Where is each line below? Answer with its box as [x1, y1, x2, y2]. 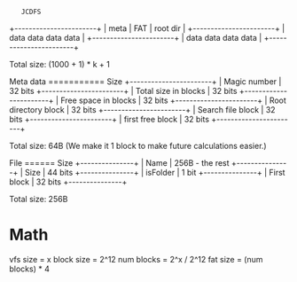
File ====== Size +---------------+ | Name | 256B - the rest [9, 158, 230, 168]
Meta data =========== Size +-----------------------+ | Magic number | [9, 76, 282, 87]
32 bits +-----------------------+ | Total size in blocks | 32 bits [9, 86, 238, 96]
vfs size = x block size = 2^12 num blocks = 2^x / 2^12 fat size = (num [9, 254, 263, 264]
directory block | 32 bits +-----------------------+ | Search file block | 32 [9, 105, 277, 114]
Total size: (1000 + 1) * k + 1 [9, 59, 111, 69]
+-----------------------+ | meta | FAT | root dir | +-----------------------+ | [9, 23, 285, 34]
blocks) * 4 [9, 263, 51, 274]
